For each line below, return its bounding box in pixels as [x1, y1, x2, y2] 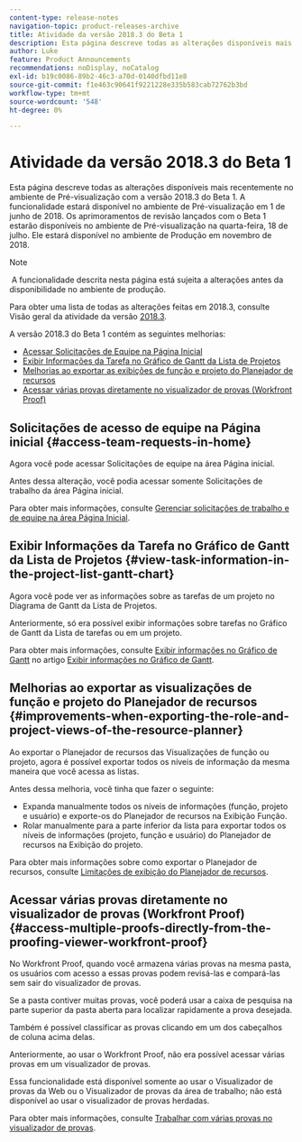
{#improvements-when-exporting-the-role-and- [9, 709, 290, 724]
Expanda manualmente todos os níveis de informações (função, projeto [22, 800, 288, 812]
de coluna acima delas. [9, 1032, 96, 1043]
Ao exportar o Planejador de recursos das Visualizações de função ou [9, 746, 270, 758]
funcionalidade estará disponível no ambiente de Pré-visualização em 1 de [9, 201, 286, 212]
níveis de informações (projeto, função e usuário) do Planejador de [22, 829, 272, 840]
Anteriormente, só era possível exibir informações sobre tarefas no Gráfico [9, 617, 288, 628]
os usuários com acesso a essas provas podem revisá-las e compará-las [9, 968, 281, 979]
